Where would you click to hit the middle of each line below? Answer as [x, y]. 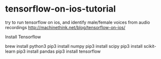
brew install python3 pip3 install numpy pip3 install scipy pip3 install [74, 46]
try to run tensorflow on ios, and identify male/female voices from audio [78, 22]
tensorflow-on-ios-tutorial [61, 9]
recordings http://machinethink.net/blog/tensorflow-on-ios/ [65, 27]
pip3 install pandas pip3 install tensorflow [58, 51]
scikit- [150, 46]
